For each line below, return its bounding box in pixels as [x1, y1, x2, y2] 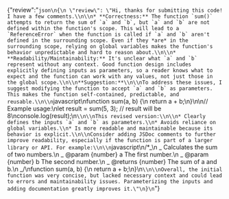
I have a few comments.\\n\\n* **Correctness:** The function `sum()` [7, 13, 213, 20]
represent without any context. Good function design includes [7, 61, 192, 68]
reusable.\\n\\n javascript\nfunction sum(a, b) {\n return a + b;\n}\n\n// [7, 97, 208, 105]
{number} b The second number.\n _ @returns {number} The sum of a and [7, 158, 217, 165]
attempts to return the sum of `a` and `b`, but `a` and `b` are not [7, 19, 210, 26]
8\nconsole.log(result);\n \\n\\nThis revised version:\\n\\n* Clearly [7, 112, 206, 119]
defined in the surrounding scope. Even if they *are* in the [7, 37, 189, 44]
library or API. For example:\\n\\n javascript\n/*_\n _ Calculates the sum [7, 143, 218, 151]
